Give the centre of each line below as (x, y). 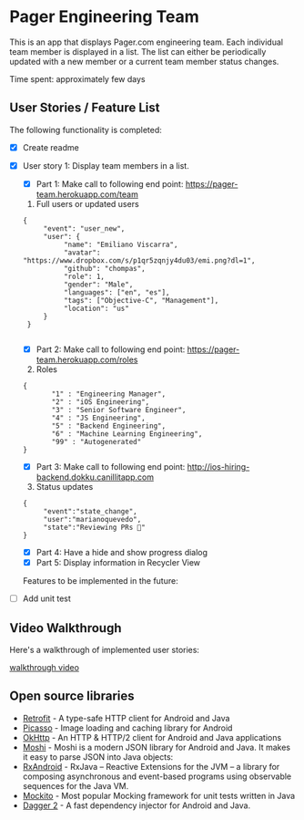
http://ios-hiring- (218, 467)
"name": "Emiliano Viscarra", (121, 244)
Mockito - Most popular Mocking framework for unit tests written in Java (159, 795)
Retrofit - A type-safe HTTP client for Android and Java (126, 718)
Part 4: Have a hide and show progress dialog (122, 553)
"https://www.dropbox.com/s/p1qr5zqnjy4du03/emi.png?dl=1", (139, 260)
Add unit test (46, 598)
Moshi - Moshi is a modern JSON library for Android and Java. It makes (157, 747)
